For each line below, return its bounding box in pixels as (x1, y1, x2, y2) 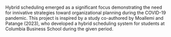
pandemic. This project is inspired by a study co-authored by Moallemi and (5, 15, 164, 21)
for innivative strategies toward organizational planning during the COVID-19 (5, 10, 166, 16)
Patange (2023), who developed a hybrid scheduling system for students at (5, 20, 165, 26)
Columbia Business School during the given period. (5, 26, 114, 32)
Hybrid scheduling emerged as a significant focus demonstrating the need (5, 5, 162, 10)
